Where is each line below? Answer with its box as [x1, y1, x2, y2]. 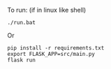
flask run [7, 57, 36, 63]
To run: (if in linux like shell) [7, 6, 87, 14]
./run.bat [7, 19, 36, 26]
